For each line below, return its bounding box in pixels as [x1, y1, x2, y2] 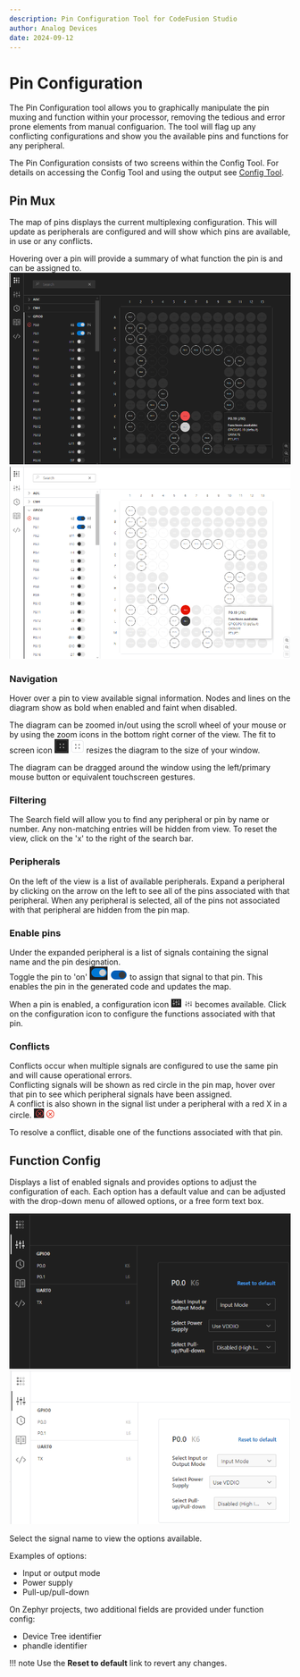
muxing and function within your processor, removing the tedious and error [9, 112, 286, 122]
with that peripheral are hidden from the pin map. [9, 904, 190, 915]
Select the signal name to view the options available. [9, 1533, 203, 1544]
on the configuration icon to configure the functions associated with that [9, 1008, 276, 1019]
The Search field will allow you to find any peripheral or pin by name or [9, 814, 270, 825]
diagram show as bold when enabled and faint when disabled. [9, 703, 237, 713]
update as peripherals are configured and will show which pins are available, [9, 226, 291, 237]
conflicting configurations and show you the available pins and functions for [9, 131, 288, 142]
